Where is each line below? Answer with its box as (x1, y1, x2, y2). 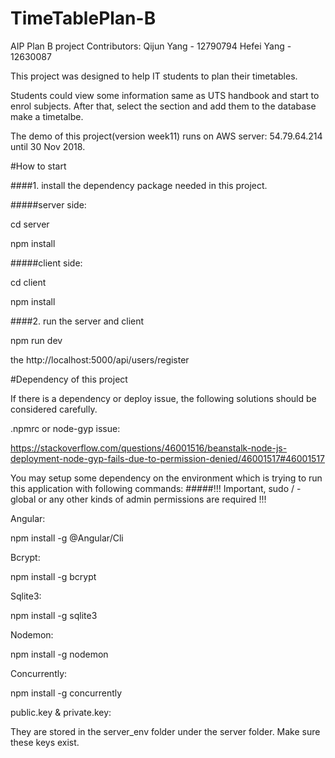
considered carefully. (10, 403, 98, 415)
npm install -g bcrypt (10, 570, 97, 582)
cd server (10, 218, 50, 230)
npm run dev (10, 334, 63, 346)
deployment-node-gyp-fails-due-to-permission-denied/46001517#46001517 (10, 452, 326, 464)
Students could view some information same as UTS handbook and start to (10, 89, 320, 101)
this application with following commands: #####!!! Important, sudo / (10, 482, 295, 494)
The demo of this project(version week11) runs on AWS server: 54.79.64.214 (10, 130, 323, 142)
